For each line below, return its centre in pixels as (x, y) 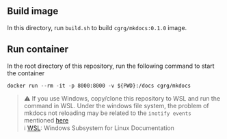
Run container (38, 50)
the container (26, 73)
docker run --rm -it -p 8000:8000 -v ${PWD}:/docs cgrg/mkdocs (99, 86)
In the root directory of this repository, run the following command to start (111, 66)
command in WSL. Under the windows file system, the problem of (117, 105)
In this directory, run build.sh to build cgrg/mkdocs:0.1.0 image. (97, 27)
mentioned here (46, 120)
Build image (33, 11)
